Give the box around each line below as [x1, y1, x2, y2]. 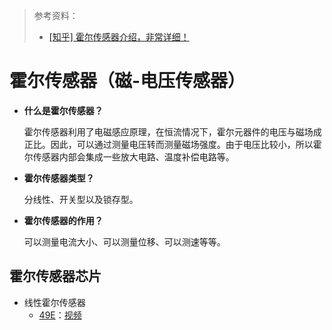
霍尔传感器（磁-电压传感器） [9, 70, 246, 93]
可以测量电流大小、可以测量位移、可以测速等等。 [23, 235, 226, 248]
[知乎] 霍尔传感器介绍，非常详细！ [48, 31, 190, 43]
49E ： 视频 [38, 309, 82, 321]
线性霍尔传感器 [23, 296, 86, 308]
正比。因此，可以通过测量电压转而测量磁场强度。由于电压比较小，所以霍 [23, 138, 322, 150]
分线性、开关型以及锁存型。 [23, 193, 139, 205]
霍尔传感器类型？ [23, 172, 95, 184]
